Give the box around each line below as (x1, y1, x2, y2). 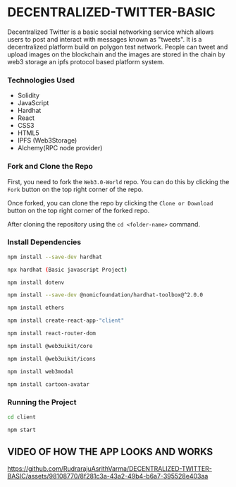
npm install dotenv (7, 279, 65, 286)
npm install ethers (7, 304, 65, 311)
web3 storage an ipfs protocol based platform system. (7, 57, 165, 66)
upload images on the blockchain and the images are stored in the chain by (7, 50, 225, 59)
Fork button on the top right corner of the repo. (7, 185, 144, 193)
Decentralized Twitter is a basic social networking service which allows (7, 28, 214, 36)
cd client (7, 414, 37, 421)
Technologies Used (7, 75, 75, 85)
